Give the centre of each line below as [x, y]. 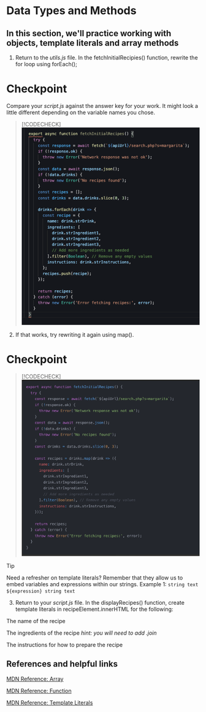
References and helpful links [62, 664]
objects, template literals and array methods [93, 43]
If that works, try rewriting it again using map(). [74, 334]
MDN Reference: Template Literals [50, 702]
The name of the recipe [36, 621]
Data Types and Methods [71, 11]
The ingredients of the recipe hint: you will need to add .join [82, 633]
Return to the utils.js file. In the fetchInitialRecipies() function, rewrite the [106, 58]
